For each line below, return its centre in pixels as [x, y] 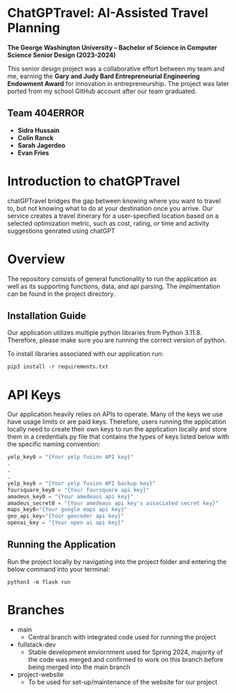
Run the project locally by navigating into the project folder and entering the [117, 561]
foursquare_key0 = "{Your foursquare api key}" [79, 490]
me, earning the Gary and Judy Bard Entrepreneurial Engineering [104, 76]
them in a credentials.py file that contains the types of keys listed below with [118, 437]
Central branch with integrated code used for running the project [122, 637]
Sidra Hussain [38, 130]
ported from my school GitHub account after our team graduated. [102, 91]
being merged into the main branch [79, 667]
